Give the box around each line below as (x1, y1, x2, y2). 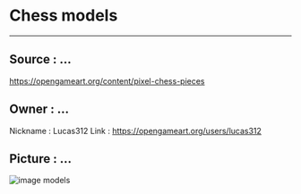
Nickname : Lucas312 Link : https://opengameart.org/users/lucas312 (9, 125, 262, 136)
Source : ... (9, 52, 72, 67)
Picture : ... (9, 151, 72, 166)
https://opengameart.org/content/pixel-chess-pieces (9, 75, 205, 86)
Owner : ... (9, 102, 70, 117)
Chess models (9, 5, 118, 26)
